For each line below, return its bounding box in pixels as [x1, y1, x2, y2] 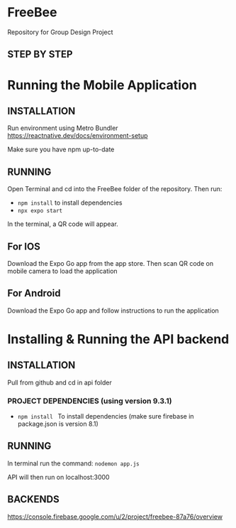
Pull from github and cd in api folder [7, 378, 112, 387]
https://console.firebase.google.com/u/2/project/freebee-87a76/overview [7, 512, 223, 521]
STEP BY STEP [7, 48, 73, 60]
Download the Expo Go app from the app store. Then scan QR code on [7, 259, 214, 267]
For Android [7, 287, 61, 299]
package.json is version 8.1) [17, 420, 99, 429]
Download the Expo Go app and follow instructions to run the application [7, 306, 220, 315]
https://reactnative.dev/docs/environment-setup [7, 131, 148, 140]
